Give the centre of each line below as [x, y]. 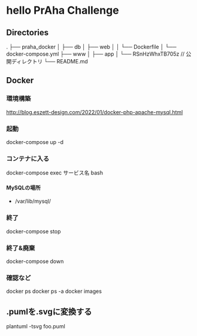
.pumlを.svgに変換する [49, 311]
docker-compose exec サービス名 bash [55, 173]
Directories [28, 33]
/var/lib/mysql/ [33, 201]
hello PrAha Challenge [63, 10]
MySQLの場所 [23, 187]
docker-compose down [35, 261]
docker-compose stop [34, 231]
